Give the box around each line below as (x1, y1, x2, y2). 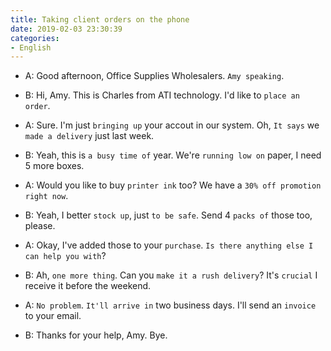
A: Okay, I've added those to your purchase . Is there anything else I (24, 239, 314, 251)
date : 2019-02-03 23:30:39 (10, 24, 123, 34)
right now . (24, 190, 69, 202)
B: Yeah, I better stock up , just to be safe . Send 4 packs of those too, (24, 209, 313, 221)
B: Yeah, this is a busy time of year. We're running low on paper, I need (24, 149, 322, 161)
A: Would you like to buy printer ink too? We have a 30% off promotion (24, 179, 322, 191)
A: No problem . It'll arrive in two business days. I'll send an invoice (24, 299, 317, 311)
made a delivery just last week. (24, 130, 155, 142)
